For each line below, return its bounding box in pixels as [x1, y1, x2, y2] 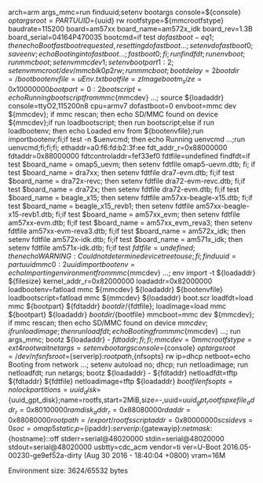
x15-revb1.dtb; [8, 209, 54, 219]
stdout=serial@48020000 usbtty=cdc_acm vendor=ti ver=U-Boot [8, 442, 221, 452]
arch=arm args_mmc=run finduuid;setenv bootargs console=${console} [8, 8, 242, 16]
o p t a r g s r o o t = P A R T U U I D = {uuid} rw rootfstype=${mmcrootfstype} [8, 16, 225, 25]
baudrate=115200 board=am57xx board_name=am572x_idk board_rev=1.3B [8, 24, 253, 33]
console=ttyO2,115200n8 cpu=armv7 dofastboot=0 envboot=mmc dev [8, 101, 237, 110]
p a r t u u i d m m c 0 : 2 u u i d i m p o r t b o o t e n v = [8, 259, 136, 269]
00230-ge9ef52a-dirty [8, 450, 82, 459]
